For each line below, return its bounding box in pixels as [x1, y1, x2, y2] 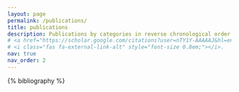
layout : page [7, 10, 46, 18]
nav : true [7, 51, 37, 58]
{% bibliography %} [7, 76, 65, 85]
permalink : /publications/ [7, 17, 87, 24]
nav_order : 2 [7, 57, 46, 64]
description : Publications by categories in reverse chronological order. [7, 30, 234, 38]
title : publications [7, 24, 69, 31]
